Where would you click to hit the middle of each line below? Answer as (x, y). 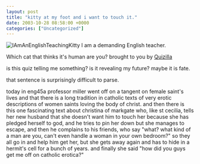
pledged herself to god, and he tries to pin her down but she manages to (96, 123)
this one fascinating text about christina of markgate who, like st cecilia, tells (100, 110)
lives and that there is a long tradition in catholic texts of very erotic (89, 98)
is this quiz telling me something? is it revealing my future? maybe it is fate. (98, 69)
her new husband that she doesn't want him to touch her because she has (98, 117)
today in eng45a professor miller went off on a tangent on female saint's (95, 92)
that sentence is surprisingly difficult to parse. (63, 80)
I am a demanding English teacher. (124, 45)
